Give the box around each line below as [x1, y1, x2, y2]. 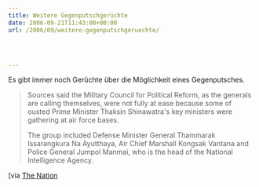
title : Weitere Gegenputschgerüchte [8, 11, 128, 20]
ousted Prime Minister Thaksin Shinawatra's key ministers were [27, 107, 233, 116]
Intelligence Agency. [27, 156, 94, 165]
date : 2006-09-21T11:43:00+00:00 [8, 19, 118, 27]
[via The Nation [8, 170, 58, 181]
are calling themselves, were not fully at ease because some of [27, 99, 232, 108]
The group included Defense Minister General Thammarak [27, 130, 216, 140]
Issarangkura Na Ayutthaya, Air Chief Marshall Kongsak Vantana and [27, 139, 250, 148]
